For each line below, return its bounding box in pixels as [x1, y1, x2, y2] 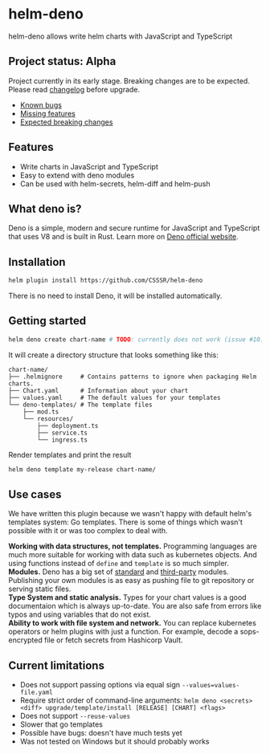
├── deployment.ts [37, 422, 99, 430]
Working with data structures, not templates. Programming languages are [8, 541, 257, 551]
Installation [8, 255, 66, 269]
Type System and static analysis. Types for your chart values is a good [8, 593, 247, 602]
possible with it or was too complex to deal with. [8, 526, 168, 536]
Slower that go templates [19, 719, 103, 729]
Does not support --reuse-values [19, 711, 131, 721]
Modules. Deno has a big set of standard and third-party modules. [8, 567, 229, 577]
